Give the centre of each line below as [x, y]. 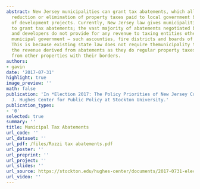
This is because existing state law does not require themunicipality [101, 45]
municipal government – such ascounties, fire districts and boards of [102, 39]
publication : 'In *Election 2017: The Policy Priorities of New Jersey [97, 94]
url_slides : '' [25, 166]
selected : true [25, 116]
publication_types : [30, 105]
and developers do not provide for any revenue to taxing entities [97, 34]
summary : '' [21, 122]
